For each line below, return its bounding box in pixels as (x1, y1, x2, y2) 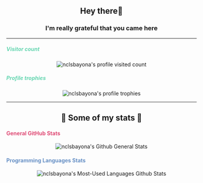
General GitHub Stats (6, 129, 60, 137)
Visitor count (6, 46, 40, 53)
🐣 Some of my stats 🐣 (60, 113, 143, 123)
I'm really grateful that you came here (45, 24, 158, 33)
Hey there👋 (80, 6, 123, 16)
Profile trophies (6, 75, 47, 82)
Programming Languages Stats (6, 157, 86, 164)
